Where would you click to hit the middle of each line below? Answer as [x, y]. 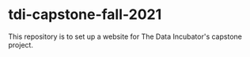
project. [21, 44]
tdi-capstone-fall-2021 [85, 15]
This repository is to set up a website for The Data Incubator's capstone [125, 36]
